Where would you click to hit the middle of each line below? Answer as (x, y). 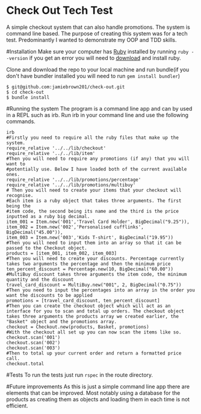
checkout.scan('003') (33, 348)
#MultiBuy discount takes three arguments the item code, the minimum (97, 274)
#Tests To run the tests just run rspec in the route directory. (80, 375)
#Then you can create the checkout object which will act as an (88, 306)
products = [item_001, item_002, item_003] (62, 253)
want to (16, 164)
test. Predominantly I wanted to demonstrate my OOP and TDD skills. (91, 40)
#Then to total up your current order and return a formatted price (94, 353)
